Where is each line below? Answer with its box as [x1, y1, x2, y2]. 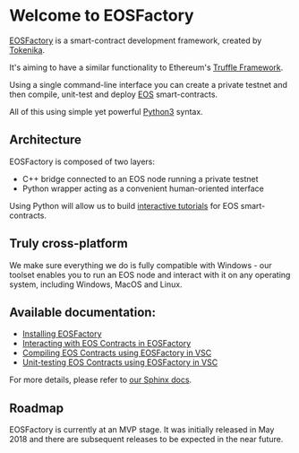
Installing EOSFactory [21, 328, 102, 339]
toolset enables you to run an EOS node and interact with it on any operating [9, 269, 291, 280]
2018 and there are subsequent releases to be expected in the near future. [9, 434, 284, 445]
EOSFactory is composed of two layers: [9, 156, 155, 167]
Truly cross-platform [9, 236, 128, 251]
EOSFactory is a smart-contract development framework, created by [9, 35, 262, 46]
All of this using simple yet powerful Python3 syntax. [9, 106, 203, 117]
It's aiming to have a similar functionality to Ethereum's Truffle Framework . [9, 62, 284, 73]
